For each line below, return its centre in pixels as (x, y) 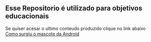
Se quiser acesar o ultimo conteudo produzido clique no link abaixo (75, 28)
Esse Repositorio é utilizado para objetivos (74, 8)
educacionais (27, 16)
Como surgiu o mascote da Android (42, 34)
